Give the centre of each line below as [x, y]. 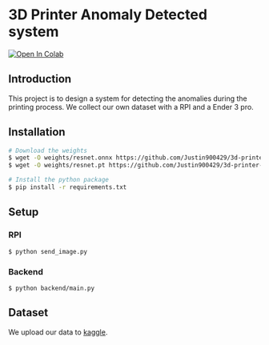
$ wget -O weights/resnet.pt [57, 166]
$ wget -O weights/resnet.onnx [60, 158]
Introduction [40, 79]
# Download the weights [48, 150]
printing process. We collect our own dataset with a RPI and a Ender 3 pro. [131, 106]
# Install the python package [59, 180]
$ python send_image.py [48, 251]
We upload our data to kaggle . [58, 332]
